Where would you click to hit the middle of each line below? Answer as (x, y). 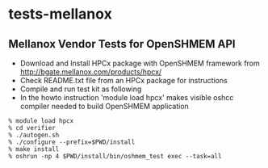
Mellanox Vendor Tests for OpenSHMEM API (122, 44)
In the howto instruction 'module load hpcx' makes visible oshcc (127, 97)
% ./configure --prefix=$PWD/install (72, 142)
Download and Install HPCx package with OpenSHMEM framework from (140, 63)
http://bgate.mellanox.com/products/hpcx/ (91, 72)
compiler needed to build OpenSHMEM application (105, 106)
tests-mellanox (61, 14)
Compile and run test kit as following (81, 89)
